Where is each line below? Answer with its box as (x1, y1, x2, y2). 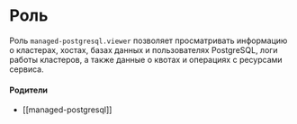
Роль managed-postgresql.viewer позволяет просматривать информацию (9, 35, 288, 46)
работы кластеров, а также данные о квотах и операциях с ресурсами (9, 54, 283, 65)
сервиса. (9, 64, 44, 75)
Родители (9, 84, 48, 95)
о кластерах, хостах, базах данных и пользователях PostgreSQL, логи (9, 44, 278, 55)
